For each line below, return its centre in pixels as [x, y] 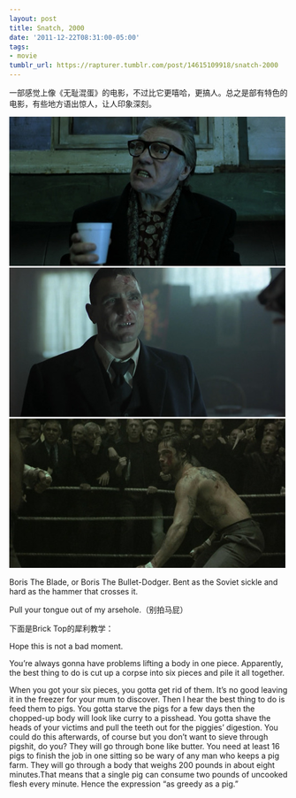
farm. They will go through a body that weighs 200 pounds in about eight [142, 765]
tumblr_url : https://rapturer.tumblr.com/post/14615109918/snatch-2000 [144, 65]
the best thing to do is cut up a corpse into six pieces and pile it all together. [147, 673]
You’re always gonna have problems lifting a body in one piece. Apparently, [146, 663]
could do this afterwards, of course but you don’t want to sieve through [139, 737]
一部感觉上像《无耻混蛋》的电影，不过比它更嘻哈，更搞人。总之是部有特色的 [148, 92]
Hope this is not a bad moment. [66, 646]
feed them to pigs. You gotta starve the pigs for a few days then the [132, 709]
